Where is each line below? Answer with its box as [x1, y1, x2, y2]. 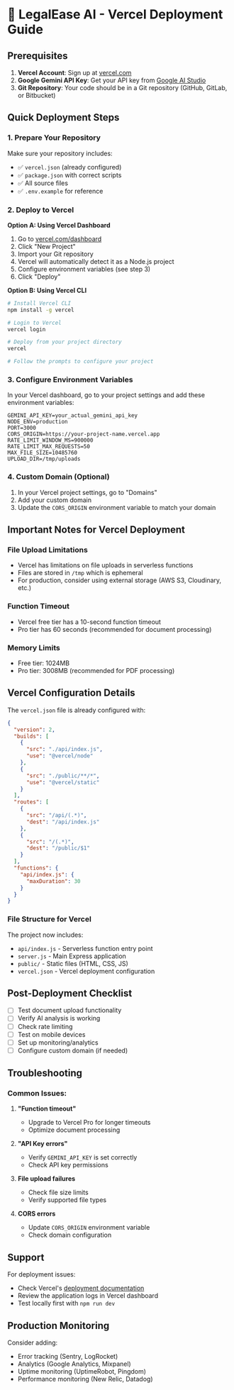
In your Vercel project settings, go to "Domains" [17, 488, 157, 496]
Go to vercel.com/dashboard [17, 234, 102, 243]
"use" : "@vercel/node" [26, 752, 94, 760]
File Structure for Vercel [7, 914, 92, 924]
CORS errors [17, 1209, 56, 1218]
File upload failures [17, 1174, 76, 1183]
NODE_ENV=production [7, 418, 69, 426]
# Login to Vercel [7, 319, 62, 326]
